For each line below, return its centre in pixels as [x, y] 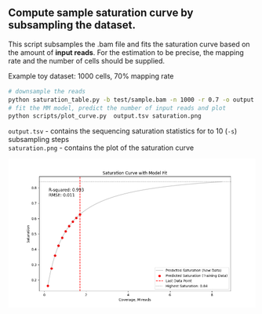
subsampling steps [38, 140]
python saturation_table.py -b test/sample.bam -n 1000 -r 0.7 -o [119, 100]
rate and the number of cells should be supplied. [87, 60]
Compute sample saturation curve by [101, 13]
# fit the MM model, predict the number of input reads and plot [117, 108]
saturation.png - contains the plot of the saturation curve [101, 148]
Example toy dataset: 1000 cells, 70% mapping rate [91, 76]
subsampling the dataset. [72, 26]
